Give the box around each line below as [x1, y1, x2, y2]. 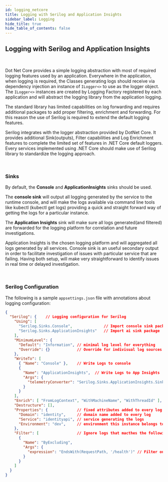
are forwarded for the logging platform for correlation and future [5, 225, 137, 231]
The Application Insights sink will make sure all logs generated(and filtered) [5, 220, 162, 226]
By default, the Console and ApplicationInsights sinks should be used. [5, 184, 152, 190]
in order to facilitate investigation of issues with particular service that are [5, 251, 156, 257]
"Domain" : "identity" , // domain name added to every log [18, 412, 151, 417]
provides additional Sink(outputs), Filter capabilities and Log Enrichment [5, 135, 153, 141]
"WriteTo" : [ [14, 356, 41, 361]
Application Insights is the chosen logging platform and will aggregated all [5, 240, 157, 246]
